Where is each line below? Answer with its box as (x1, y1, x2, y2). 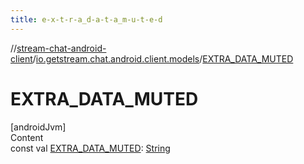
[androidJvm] (10, 121, 67, 133)
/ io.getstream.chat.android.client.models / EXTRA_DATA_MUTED (32, 52, 294, 65)
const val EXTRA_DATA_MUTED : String (10, 142, 171, 154)
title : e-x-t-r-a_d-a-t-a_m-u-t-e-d (10, 14, 163, 25)
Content (10, 131, 44, 143)
